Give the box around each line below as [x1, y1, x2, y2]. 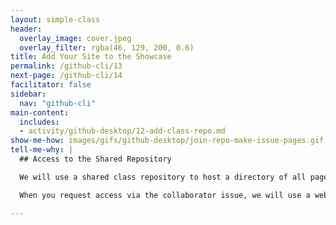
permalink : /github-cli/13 [10, 61, 123, 71]
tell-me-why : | [10, 145, 74, 155]
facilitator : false [10, 80, 92, 90]
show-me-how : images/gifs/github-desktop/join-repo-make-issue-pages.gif [10, 136, 325, 146]
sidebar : [10, 89, 47, 99]
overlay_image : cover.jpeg [19, 33, 132, 43]
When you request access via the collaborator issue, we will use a [19, 190, 311, 200]
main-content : [10, 107, 70, 118]
